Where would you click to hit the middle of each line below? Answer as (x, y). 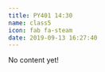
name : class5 (30, 23)
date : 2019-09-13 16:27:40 (53, 38)
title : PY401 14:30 (41, 15)
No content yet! (34, 60)
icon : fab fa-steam (41, 30)
